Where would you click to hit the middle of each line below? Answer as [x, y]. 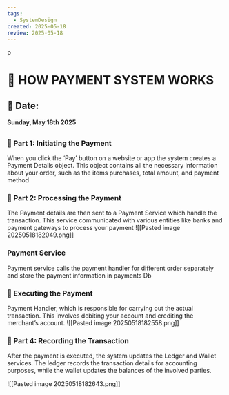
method [18, 180]
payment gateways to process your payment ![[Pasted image [94, 228]
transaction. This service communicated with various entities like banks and [115, 220]
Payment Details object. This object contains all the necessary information [113, 166]
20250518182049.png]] [41, 235]
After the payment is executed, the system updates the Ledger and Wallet [112, 356]
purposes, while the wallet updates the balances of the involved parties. [109, 371]
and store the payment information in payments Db [79, 275]
